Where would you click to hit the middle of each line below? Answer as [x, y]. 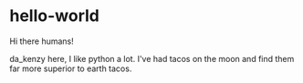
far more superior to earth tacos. [71, 68]
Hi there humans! [42, 41]
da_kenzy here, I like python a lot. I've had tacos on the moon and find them [152, 58]
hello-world [55, 16]
